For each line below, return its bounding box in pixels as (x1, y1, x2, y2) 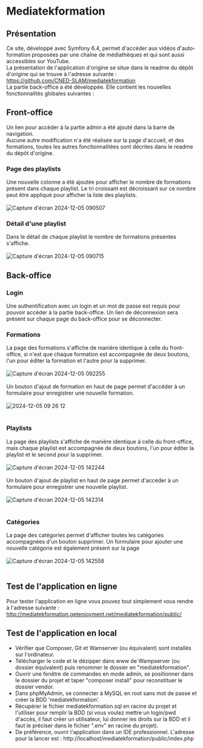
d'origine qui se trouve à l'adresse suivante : (6, 71, 117, 77)
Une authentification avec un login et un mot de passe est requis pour (6, 302, 181, 310)
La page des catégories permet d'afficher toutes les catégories (6, 531, 164, 539)
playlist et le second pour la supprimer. (6, 451, 104, 458)
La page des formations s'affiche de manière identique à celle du (6, 344, 168, 351)
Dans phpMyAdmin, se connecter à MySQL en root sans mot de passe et (15, 689, 197, 697)
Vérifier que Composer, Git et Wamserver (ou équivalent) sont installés (15, 644, 192, 651)
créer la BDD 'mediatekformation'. (15, 696, 100, 703)
